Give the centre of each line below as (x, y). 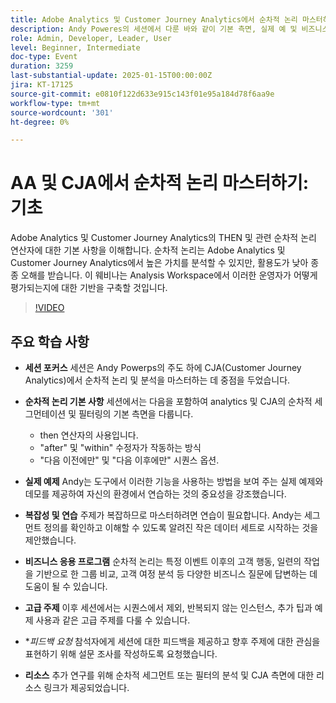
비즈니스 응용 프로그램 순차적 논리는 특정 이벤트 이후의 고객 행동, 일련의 (163, 561)
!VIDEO (49, 308)
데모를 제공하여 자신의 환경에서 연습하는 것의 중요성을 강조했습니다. (155, 494)
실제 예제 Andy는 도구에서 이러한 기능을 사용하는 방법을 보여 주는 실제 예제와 (174, 481)
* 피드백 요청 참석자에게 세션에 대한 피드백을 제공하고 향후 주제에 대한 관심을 (172, 641)
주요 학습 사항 (50, 341)
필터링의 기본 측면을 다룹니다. (136, 414)
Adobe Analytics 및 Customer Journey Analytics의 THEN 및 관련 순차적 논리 (163, 238)
